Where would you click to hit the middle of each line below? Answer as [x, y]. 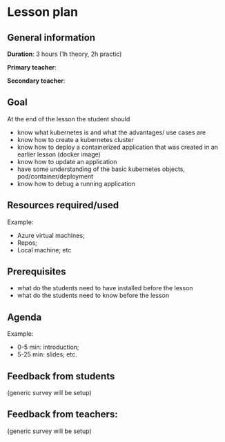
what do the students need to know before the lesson [93, 295]
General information [51, 38]
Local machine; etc [44, 250]
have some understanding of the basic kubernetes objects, [101, 169]
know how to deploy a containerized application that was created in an [118, 147]
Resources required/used [63, 205]
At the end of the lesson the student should [69, 119]
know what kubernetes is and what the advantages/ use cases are [111, 132]
